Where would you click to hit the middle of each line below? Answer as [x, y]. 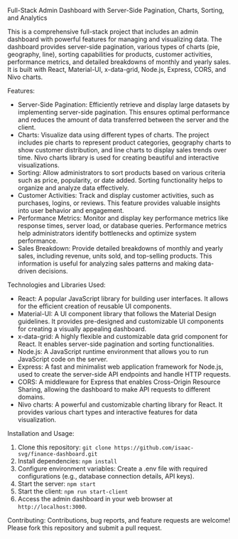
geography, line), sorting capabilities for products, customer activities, [110, 54]
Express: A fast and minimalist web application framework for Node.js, [120, 367]
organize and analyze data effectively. [73, 188]
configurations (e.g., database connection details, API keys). [106, 476]
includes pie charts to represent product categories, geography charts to [124, 142]
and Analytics [27, 18]
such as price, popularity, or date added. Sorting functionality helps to [120, 180]
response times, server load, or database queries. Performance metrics [122, 226]
